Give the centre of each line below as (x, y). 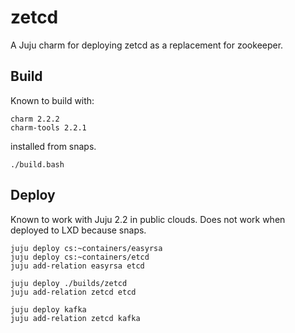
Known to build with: (52, 100)
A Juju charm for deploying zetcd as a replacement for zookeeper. (147, 45)
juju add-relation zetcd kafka (75, 318)
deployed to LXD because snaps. (78, 230)
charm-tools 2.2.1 (48, 127)
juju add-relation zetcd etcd (73, 292)
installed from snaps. (53, 146)
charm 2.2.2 (35, 119)
